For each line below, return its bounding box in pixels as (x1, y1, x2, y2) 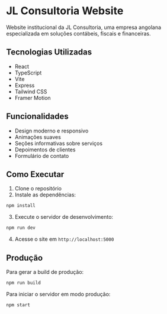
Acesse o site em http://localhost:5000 (14, 235, 114, 243)
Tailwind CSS (14, 88, 47, 95)
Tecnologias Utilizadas (6, 47, 92, 57)
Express (14, 82, 35, 89)
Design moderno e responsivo (14, 127, 89, 134)
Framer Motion (14, 94, 52, 101)
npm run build (6, 280, 41, 286)
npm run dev (6, 225, 36, 231)
